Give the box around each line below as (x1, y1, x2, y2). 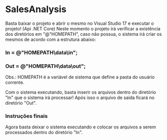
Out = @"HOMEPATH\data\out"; (5, 62, 86, 69)
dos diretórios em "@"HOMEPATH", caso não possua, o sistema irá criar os (5, 31, 162, 37)
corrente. (5, 79, 24, 85)
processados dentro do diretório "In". (5, 129, 83, 135)
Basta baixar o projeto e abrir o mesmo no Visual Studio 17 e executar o (5, 20, 154, 26)
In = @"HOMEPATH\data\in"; (5, 49, 78, 56)
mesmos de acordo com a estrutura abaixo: (5, 36, 96, 42)
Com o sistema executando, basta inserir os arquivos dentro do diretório (5, 89, 156, 96)
